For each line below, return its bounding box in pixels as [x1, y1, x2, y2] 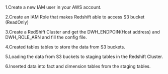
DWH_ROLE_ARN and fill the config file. [5, 34, 87, 40]
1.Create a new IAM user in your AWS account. [5, 4, 102, 10]
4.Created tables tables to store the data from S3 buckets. [5, 44, 126, 49]
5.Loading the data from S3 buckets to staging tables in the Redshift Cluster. [5, 53, 163, 59]
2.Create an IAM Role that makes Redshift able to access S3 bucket [5, 14, 145, 19]
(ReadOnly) [5, 19, 29, 25]
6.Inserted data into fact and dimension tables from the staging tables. [5, 63, 151, 69]
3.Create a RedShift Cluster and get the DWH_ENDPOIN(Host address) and [5, 29, 160, 34]
